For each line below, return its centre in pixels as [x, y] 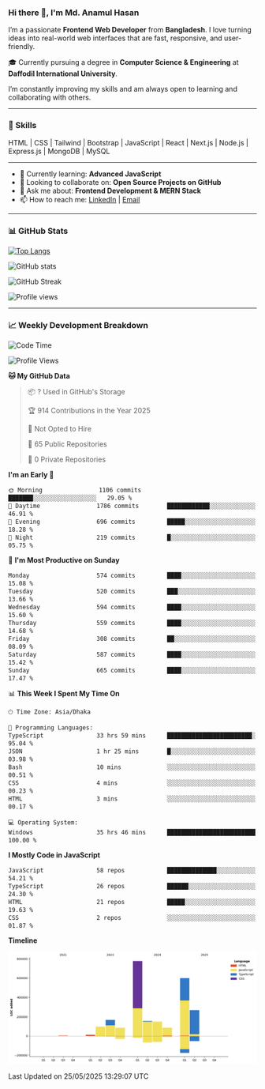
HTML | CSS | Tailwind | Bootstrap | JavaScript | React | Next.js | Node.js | [128, 142]
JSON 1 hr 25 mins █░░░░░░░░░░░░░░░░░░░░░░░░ [132, 752]
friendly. [22, 47]
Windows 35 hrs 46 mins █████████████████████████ [132, 833]
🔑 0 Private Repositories [67, 460]
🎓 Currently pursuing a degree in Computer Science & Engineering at [123, 62]
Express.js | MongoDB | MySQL [59, 151]
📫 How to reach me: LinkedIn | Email [80, 199]
